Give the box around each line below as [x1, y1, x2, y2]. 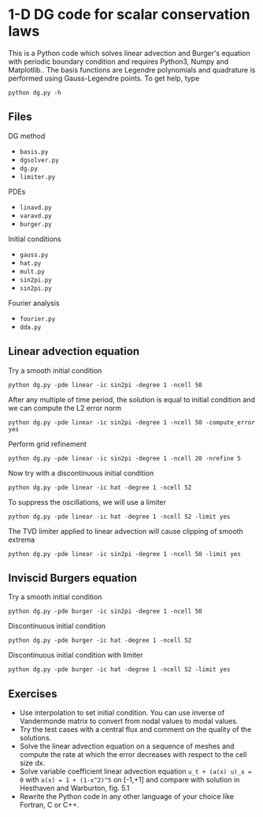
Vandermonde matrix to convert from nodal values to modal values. [19, 716, 239, 726]
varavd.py [19, 211, 53, 220]
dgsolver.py [19, 156, 59, 164]
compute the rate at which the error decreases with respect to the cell [19, 750, 247, 759]
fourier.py [19, 315, 56, 323]
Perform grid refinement [8, 439, 87, 449]
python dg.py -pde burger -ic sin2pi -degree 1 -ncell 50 [8, 607, 202, 616]
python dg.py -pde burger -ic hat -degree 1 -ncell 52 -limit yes [8, 666, 231, 673]
